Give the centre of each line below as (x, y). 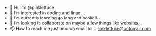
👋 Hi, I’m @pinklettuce (32, 8)
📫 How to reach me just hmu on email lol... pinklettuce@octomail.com (80, 28)
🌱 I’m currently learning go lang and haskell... (55, 18)
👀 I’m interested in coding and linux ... (47, 13)
